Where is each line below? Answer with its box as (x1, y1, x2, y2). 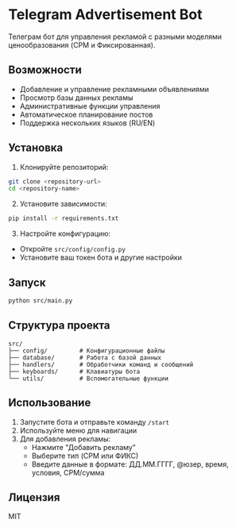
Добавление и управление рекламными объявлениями (19, 84, 209, 94)
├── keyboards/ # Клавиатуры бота (8, 367, 141, 375)
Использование (8, 396, 91, 410)
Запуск (8, 275, 46, 289)
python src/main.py (8, 297, 73, 305)
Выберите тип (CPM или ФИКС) (31, 451, 139, 460)
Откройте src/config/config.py (19, 244, 126, 254)
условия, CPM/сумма (31, 467, 105, 477)
